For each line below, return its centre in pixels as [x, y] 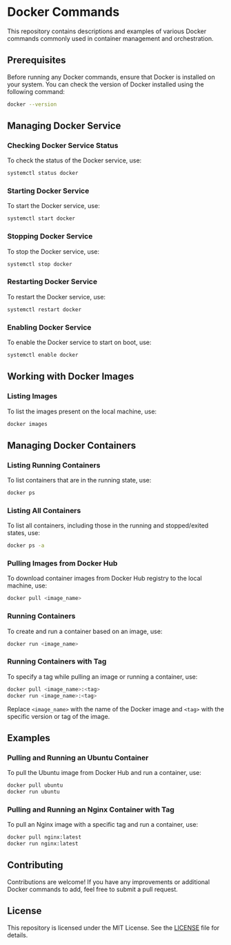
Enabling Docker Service [49, 327]
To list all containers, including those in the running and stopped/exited [108, 525]
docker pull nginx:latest [44, 837]
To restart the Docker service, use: [56, 297]
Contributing [35, 865]
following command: [36, 91]
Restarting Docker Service [52, 282]
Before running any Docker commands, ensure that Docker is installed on [111, 77]
